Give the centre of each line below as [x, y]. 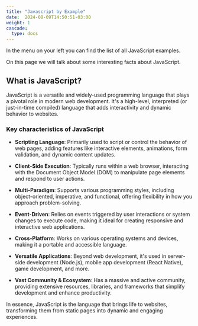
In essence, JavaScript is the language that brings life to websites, [87, 304]
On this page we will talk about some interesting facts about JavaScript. [94, 62]
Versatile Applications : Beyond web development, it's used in [90, 256]
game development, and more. [52, 269]
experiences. [22, 317]
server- [176, 256]
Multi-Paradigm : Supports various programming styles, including [94, 190]
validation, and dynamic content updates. [65, 155]
